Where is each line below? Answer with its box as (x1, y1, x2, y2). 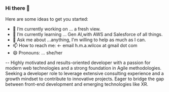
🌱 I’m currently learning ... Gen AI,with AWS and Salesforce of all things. (12, 32, 163, 38)
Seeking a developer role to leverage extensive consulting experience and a (5, 71, 164, 77)
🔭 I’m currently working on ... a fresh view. (12, 26, 101, 32)
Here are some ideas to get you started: (5, 16, 89, 22)
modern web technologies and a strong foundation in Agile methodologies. (5, 65, 161, 71)
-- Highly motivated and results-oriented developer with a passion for (5, 59, 151, 66)
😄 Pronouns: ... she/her (12, 50, 62, 56)
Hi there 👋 (5, 5, 30, 12)
